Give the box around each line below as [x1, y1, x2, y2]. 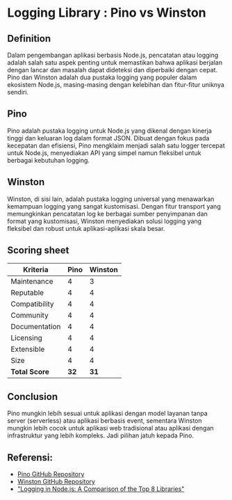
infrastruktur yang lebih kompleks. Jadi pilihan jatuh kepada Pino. [7, 431, 194, 439]
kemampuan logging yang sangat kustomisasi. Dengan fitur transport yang [7, 202, 221, 210]
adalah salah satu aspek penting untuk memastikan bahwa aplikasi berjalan [7, 58, 223, 67]
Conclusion [7, 391, 58, 403]
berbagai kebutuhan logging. [7, 156, 90, 164]
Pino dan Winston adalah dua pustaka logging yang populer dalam [7, 73, 197, 81]
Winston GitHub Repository [17, 478, 96, 486]
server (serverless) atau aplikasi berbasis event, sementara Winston [7, 417, 202, 425]
